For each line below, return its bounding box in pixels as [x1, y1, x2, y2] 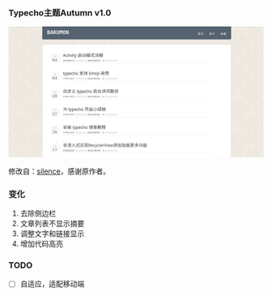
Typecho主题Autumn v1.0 [8, 6, 112, 18]
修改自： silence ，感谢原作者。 [8, 166, 111, 176]
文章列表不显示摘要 [19, 219, 85, 228]
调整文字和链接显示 [19, 229, 85, 238]
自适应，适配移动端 [19, 279, 85, 289]
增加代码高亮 [19, 239, 63, 248]
